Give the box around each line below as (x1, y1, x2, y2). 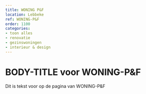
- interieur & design (5, 45, 51, 50)
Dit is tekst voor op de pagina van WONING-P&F (5, 83, 106, 89)
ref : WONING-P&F (5, 17, 39, 22)
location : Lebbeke (5, 12, 44, 17)
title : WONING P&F (5, 7, 44, 13)
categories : (5, 26, 30, 31)
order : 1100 (5, 21, 30, 27)
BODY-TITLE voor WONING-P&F (5, 66, 141, 78)
